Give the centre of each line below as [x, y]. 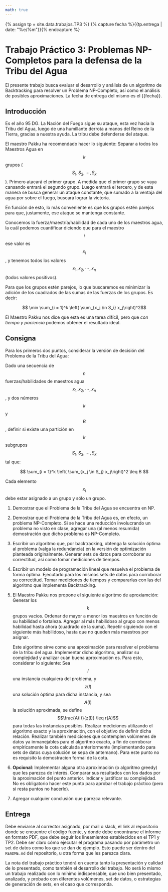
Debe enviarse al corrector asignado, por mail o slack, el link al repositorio [82, 826]
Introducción [26, 111]
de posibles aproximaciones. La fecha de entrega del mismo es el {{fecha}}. [83, 95]
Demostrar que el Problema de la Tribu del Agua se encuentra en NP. [84, 508]
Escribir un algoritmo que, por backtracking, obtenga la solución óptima [87, 543]
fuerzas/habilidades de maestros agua [45, 381]
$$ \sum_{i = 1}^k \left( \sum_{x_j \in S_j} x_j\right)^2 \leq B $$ [84, 472]
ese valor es [18, 243]
